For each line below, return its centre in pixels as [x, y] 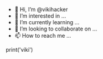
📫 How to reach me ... [43, 36]
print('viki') [20, 50]
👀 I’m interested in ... [40, 16]
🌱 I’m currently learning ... [47, 22]
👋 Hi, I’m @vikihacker [41, 9]
